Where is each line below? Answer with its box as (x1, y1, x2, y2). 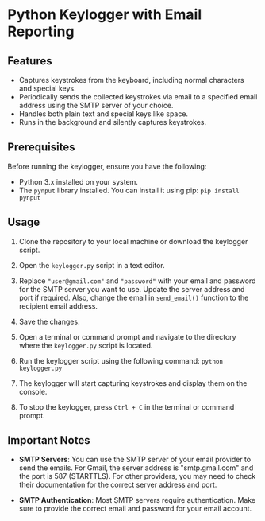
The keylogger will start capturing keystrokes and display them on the (18, 378, 248, 387)
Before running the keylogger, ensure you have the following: (7, 161, 207, 171)
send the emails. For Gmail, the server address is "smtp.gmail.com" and (18, 463, 254, 472)
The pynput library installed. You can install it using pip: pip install (18, 185, 240, 195)
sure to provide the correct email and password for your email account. (18, 504, 252, 514)
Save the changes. (18, 317, 80, 326)
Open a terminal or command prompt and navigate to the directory (18, 332, 236, 341)
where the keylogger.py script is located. (18, 340, 153, 350)
